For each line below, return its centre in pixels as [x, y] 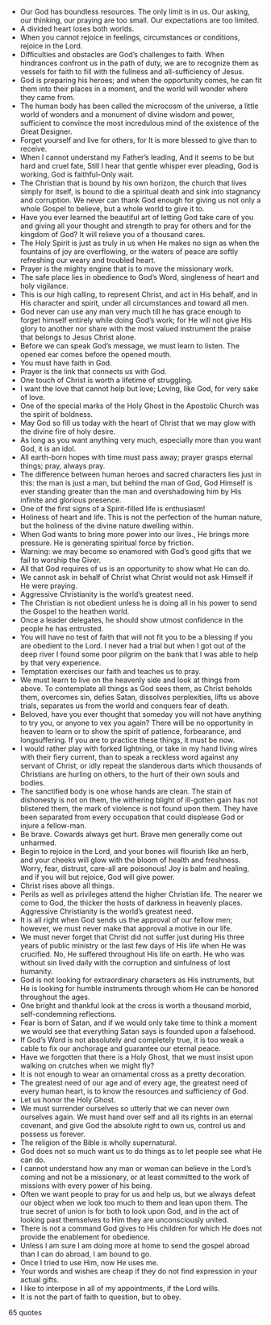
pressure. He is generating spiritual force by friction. [107, 543]
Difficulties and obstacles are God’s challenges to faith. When [122, 54]
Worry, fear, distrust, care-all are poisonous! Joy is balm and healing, [135, 869]
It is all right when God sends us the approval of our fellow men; [126, 920]
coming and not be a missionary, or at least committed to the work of [135, 1177]
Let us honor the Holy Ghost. [68, 1100]
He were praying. [49, 585]
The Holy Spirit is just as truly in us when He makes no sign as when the [140, 243]
